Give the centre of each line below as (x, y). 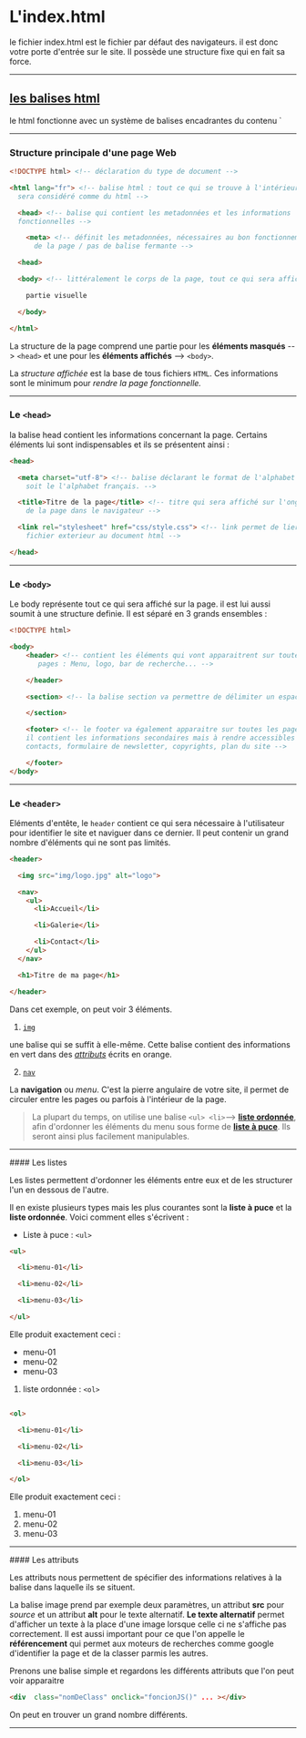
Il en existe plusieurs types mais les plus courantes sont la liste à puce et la (151, 1207)
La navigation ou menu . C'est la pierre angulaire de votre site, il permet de (149, 1089)
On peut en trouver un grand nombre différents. (99, 1715)
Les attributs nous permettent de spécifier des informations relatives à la (146, 1578)
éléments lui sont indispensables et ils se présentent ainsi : (120, 445)
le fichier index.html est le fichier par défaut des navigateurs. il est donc (144, 42)
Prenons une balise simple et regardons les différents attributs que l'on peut (152, 1671)
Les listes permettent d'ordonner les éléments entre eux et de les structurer (151, 1180)
